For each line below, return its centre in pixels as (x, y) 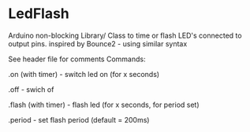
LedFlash (39, 14)
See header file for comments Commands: (77, 59)
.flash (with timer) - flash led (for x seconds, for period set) (104, 104)
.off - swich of (31, 89)
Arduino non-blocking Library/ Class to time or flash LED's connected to (125, 35)
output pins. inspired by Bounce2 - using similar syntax (98, 43)
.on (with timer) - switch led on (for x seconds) (84, 74)
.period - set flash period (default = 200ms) (79, 119)
